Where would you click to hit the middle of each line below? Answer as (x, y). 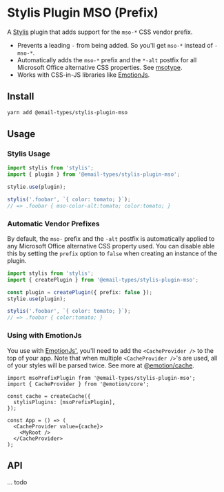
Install (21, 97)
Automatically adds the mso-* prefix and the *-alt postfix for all (107, 60)
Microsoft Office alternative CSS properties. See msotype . (100, 67)
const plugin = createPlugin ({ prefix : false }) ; (80, 292)
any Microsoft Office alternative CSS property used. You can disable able (111, 246)
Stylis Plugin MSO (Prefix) (83, 13)
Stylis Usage (29, 154)
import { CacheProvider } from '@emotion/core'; (78, 384)
